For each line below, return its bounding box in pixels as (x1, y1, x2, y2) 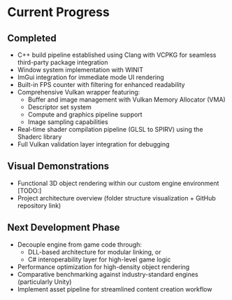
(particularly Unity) (17, 278, 72, 286)
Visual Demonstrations (7, 161, 110, 172)
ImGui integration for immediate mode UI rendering (17, 73, 164, 81)
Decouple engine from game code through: (17, 240, 142, 249)
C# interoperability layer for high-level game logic (27, 255, 171, 264)
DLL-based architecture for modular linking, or (27, 247, 162, 256)
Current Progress (7, 4, 110, 20)
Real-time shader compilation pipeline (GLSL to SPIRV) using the (17, 125, 203, 133)
